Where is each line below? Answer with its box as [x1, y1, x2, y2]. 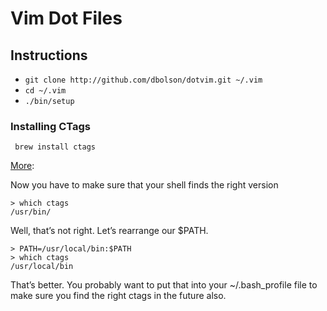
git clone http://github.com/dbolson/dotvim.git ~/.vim [24, 75, 263, 85]
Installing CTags [10, 119, 92, 133]
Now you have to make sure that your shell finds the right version [10, 179, 279, 191]
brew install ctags [14, 142, 97, 152]
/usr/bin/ [10, 207, 52, 217]
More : [10, 160, 35, 172]
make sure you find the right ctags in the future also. [10, 290, 227, 302]
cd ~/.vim [24, 86, 67, 96]
